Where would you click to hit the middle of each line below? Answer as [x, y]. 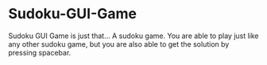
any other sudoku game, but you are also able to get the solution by [119, 44]
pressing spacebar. [40, 52]
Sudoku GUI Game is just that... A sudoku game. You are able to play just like [134, 36]
